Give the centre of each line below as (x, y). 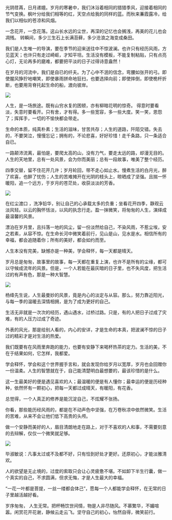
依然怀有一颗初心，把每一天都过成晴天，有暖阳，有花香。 (75, 388)
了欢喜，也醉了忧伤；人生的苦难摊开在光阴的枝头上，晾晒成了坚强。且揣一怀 (86, 176)
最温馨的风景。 (21, 216)
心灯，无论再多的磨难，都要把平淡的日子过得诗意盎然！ (63, 61)
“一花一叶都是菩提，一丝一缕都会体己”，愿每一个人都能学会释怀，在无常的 (84, 488)
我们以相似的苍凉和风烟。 (32, 20)
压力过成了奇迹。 (46, 319)
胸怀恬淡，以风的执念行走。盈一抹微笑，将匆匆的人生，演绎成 (102, 210)
